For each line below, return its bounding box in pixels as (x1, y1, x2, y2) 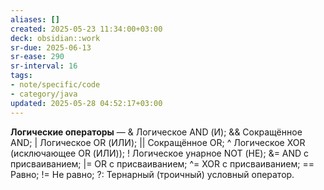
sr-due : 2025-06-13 (10, 42, 92, 53)
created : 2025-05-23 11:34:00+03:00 (10, 24, 163, 34)
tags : (10, 71, 33, 81)
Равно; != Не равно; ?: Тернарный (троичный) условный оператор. (10, 168, 295, 180)
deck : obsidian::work (10, 33, 101, 43)
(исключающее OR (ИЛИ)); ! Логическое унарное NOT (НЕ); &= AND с (10, 147, 310, 159)
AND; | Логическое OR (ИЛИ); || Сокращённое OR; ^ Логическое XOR (10, 136, 306, 148)
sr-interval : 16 (10, 61, 78, 71)
